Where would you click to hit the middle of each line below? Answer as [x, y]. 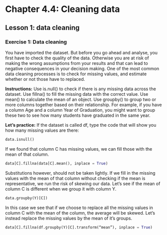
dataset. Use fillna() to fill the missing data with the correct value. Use [77, 94]
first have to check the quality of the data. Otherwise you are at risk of [77, 58]
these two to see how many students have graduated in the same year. [78, 115]
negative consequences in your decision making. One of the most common [82, 68]
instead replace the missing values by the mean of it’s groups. [69, 218]
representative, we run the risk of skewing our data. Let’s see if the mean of [83, 184]
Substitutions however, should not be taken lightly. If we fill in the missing [80, 173]
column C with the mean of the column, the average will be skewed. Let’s [80, 213]
